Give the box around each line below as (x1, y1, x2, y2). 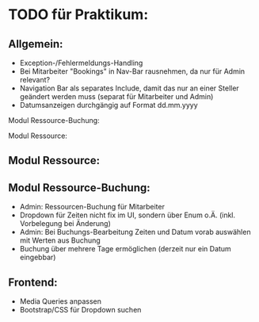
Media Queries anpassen (19, 297, 101, 306)
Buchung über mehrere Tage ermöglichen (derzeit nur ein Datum (19, 244, 231, 254)
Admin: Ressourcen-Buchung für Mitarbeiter (19, 202, 165, 212)
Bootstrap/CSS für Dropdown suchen (19, 305, 142, 315)
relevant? (19, 75, 50, 84)
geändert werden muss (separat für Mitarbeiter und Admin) (19, 92, 214, 101)
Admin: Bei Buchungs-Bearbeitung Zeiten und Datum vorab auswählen (19, 228, 251, 237)
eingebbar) (19, 252, 56, 263)
